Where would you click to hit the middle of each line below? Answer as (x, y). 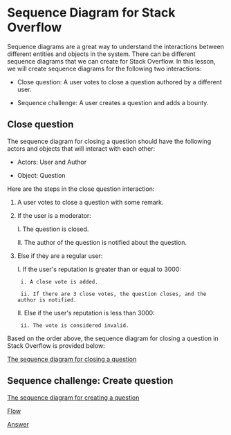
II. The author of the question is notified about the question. (102, 242)
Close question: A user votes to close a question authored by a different (120, 82)
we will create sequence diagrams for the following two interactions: (104, 68)
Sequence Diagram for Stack (91, 13)
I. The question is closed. (53, 229)
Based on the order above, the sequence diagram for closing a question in (113, 338)
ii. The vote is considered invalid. (75, 325)
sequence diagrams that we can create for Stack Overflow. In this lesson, (111, 61)
